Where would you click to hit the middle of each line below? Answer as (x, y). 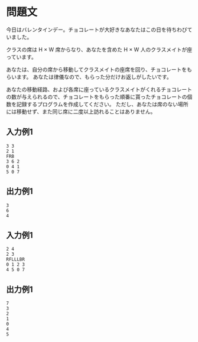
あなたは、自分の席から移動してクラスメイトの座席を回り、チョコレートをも (99, 69)
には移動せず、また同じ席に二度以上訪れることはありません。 (81, 111)
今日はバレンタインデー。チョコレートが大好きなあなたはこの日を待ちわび (97, 30)
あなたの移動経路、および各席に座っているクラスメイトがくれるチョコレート (99, 89)
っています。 (21, 57)
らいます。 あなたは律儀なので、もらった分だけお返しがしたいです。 (89, 77)
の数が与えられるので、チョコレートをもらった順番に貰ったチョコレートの (97, 97)
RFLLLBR (16, 260)
